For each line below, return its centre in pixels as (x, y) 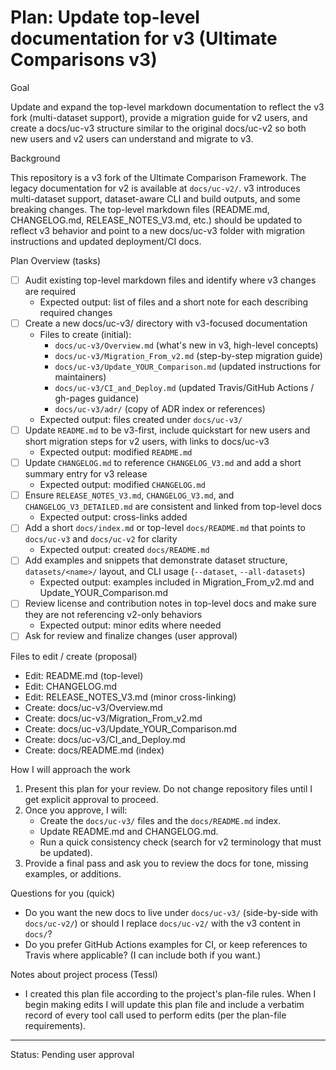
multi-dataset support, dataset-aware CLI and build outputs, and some (155, 198)
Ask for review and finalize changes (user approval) (131, 636)
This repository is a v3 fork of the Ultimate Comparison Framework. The (158, 177)
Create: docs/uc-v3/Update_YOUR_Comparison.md (131, 728)
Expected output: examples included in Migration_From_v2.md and (177, 582)
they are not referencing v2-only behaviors (113, 615)
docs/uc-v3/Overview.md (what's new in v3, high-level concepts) (186, 345)
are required (50, 291)
